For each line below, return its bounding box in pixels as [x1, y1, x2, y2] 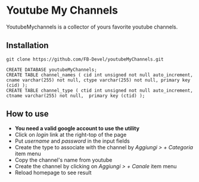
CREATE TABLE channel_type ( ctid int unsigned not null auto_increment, [6, 87, 194, 93]
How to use [6, 109, 49, 119]
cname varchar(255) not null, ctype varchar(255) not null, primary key [6, 77, 191, 83]
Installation [6, 40, 49, 51]
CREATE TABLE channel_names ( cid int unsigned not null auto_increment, [6, 72, 194, 78]
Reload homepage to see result [14, 169, 92, 176]
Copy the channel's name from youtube [14, 156, 113, 164]
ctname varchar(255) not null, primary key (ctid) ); [6, 93, 145, 99]
